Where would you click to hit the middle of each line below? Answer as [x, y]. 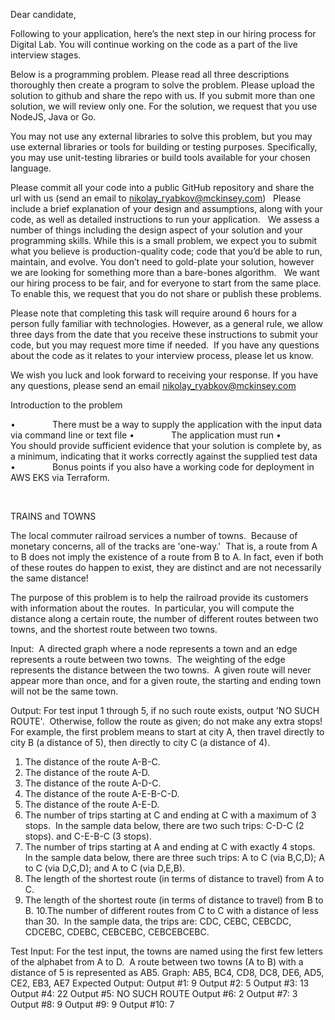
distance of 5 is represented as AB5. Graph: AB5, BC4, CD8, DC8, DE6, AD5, [167, 972]
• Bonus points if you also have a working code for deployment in [162, 467]
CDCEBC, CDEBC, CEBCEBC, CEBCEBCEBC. [117, 932]
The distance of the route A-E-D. [92, 804]
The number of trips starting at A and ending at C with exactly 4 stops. [170, 847]
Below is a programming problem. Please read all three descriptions [150, 74]
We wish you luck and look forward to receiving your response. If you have [164, 375]
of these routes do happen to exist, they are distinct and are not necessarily [166, 567]
